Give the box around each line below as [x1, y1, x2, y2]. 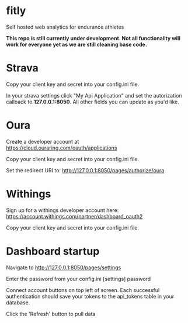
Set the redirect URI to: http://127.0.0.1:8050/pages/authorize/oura [6, 166, 165, 173]
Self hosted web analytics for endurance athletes [6, 23, 124, 30]
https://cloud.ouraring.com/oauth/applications [6, 144, 117, 151]
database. [6, 299, 30, 306]
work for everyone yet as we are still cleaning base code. [6, 41, 147, 48]
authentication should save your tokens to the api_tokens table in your [6, 293, 175, 300]
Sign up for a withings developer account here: [6, 206, 119, 214]
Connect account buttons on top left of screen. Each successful [6, 286, 160, 293]
